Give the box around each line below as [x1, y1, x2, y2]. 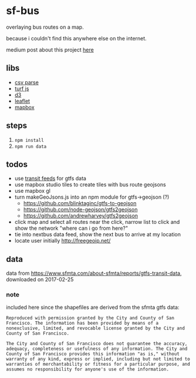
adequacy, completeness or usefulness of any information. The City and [6, 346, 188, 352]
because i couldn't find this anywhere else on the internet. [6, 35, 147, 42]
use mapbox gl [14, 188, 51, 195]
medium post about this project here [6, 46, 94, 53]
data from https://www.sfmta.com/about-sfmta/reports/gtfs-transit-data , [6, 270, 182, 277]
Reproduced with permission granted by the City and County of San [6, 315, 175, 321]
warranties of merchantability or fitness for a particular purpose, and [6, 362, 191, 367]
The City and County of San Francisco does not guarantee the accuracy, [6, 341, 188, 347]
